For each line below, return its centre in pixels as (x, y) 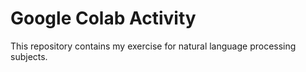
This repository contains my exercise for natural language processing (153, 46)
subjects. (29, 56)
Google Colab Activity (103, 18)
